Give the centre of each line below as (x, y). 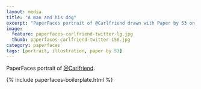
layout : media (24, 12)
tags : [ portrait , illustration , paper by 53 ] (64, 51)
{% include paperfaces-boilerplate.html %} (60, 79)
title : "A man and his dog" (42, 17)
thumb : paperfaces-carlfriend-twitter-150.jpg (71, 40)
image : (14, 29)
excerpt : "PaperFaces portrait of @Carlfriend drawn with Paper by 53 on (101, 23)
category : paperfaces (33, 46)
